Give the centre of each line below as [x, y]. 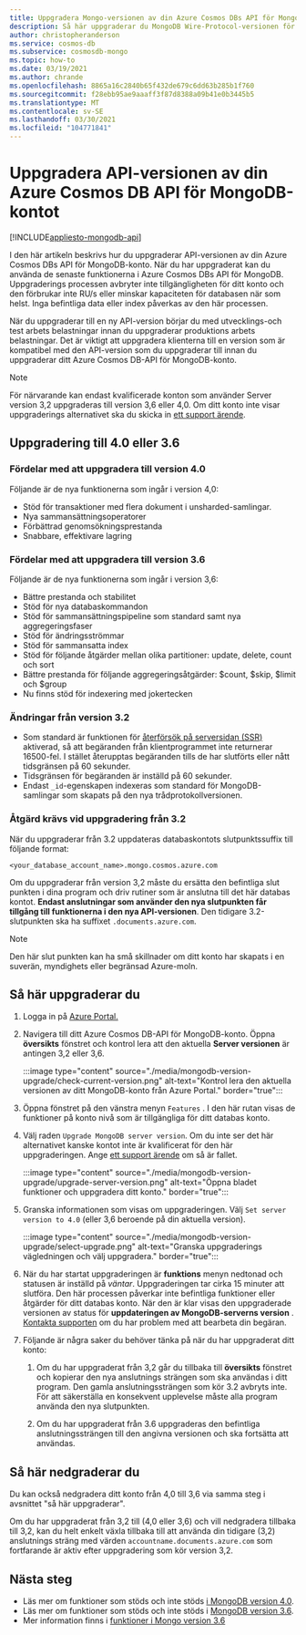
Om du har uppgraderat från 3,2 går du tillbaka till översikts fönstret [164, 1368]
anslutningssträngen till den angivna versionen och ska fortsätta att [163, 1433]
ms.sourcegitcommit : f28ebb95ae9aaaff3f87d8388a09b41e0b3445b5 [132, 94]
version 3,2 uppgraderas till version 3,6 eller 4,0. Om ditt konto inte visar [145, 404]
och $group [45, 684]
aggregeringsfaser [57, 626]
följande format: [40, 848]
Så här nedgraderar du [75, 1472]
